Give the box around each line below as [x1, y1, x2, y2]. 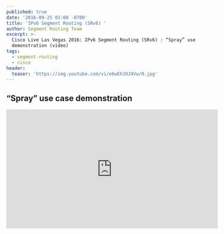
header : [6, 65, 26, 71]
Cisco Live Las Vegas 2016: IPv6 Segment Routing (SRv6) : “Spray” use [11, 37, 196, 43]
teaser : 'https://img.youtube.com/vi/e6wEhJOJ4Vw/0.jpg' [11, 71, 158, 77]
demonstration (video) [11, 43, 69, 49]
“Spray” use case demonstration [6, 93, 133, 103]
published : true [6, 8, 47, 15]
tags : [6, 48, 20, 54]
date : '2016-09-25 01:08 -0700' [6, 15, 88, 21]
